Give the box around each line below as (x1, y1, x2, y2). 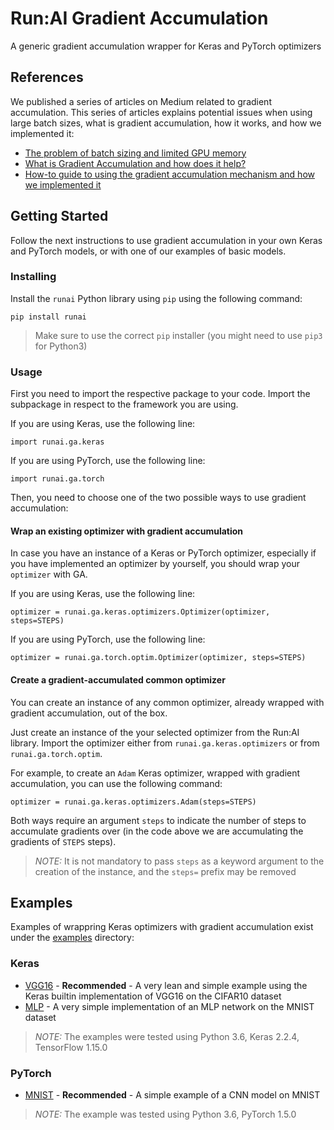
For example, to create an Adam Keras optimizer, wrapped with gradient (10, 767, 301, 779)
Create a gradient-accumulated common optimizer (10, 673, 226, 686)
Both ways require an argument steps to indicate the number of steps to (10, 814, 307, 826)
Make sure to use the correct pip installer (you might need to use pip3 (34, 329, 323, 341)
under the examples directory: (10, 932, 135, 944)
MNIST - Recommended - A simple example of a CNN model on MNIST (24, 1088, 321, 1101)
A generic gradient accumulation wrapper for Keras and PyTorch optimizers (10, 40, 322, 52)
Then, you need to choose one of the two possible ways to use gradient (10, 492, 307, 504)
